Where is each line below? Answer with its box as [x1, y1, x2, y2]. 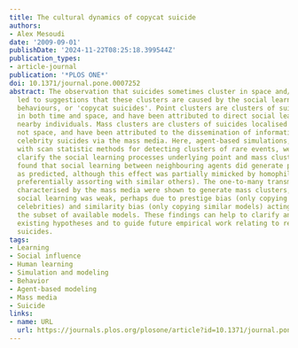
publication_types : [9, 54, 82, 63]
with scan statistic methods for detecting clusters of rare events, [17, 144, 279, 153]
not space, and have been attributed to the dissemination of [17, 128, 252, 137]
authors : [9, 21, 42, 30]
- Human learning [9, 260, 74, 269]
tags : [9, 236, 29, 244]
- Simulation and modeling [9, 268, 109, 277]
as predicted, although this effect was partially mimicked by [17, 169, 255, 178]
